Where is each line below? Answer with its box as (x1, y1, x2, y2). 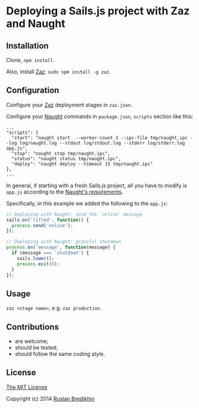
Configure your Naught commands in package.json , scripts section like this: (6, 112, 194, 120)
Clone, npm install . (6, 57, 55, 63)
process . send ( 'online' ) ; (11, 222, 73, 228)
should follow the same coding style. (14, 351, 105, 358)
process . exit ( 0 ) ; (17, 261, 60, 267)
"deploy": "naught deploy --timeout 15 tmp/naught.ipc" (11, 161, 153, 167)
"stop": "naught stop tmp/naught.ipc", (11, 151, 111, 157)
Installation (6, 41, 49, 51)
